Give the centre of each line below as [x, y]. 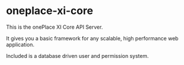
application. [20, 45]
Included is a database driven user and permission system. [77, 56]
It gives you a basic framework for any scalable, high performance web [92, 38]
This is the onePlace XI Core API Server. [54, 27]
